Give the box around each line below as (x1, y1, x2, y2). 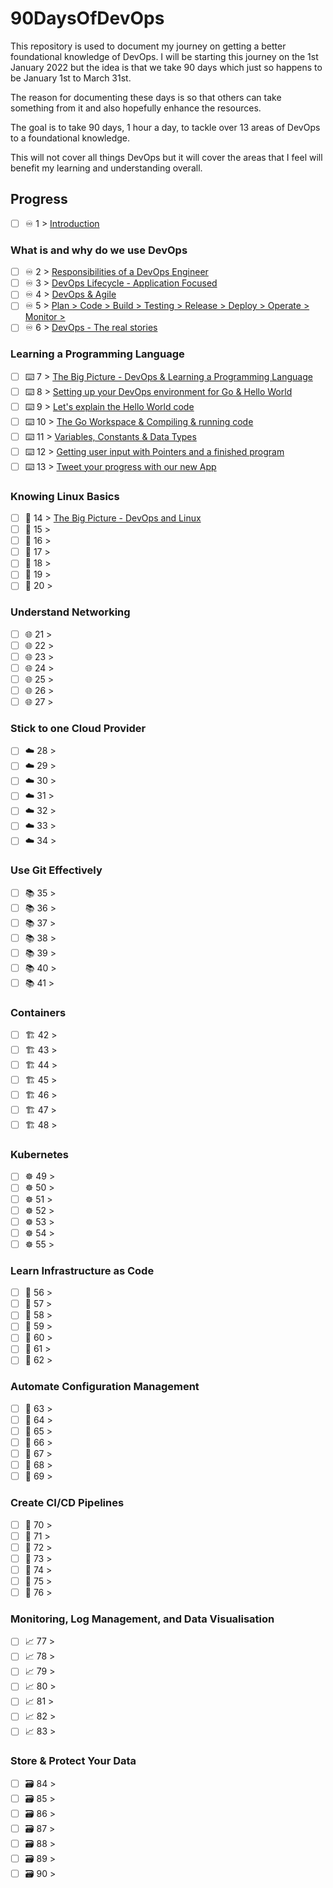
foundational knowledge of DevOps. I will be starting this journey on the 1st (10, 50, 319, 62)
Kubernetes (10, 1148, 69, 1161)
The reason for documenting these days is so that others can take (10, 91, 282, 103)
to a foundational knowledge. (10, 132, 131, 144)
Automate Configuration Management (10, 1380, 200, 1394)
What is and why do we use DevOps (10, 243, 188, 257)
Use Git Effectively (10, 863, 103, 877)
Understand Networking (10, 605, 131, 619)
